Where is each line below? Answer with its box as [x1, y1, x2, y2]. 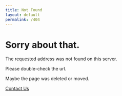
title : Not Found [5, 7, 43, 13]
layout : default [5, 12, 40, 17]
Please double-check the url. [5, 66, 67, 72]
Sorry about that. [5, 39, 80, 51]
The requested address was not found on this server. [5, 56, 117, 62]
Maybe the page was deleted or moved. [5, 76, 90, 82]
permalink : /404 [5, 17, 40, 22]
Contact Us [5, 85, 29, 92]
